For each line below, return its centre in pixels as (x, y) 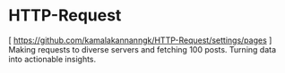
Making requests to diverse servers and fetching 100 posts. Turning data (142, 49)
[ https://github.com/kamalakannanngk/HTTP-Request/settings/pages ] (140, 40)
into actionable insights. (52, 59)
